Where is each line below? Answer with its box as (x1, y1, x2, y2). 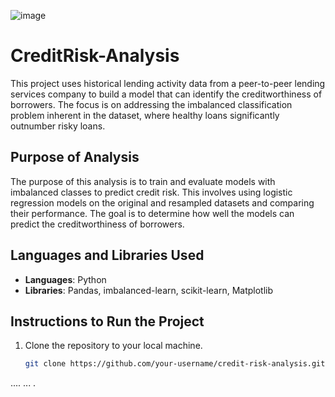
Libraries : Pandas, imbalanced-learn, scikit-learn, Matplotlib (24, 284, 274, 296)
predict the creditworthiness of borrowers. (10, 218, 185, 230)
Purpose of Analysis (10, 149, 140, 166)
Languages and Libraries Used (10, 247, 205, 264)
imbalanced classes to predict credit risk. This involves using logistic (10, 186, 293, 198)
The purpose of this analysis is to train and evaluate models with (10, 175, 276, 187)
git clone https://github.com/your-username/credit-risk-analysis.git (24, 359, 326, 369)
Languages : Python (24, 273, 107, 285)
